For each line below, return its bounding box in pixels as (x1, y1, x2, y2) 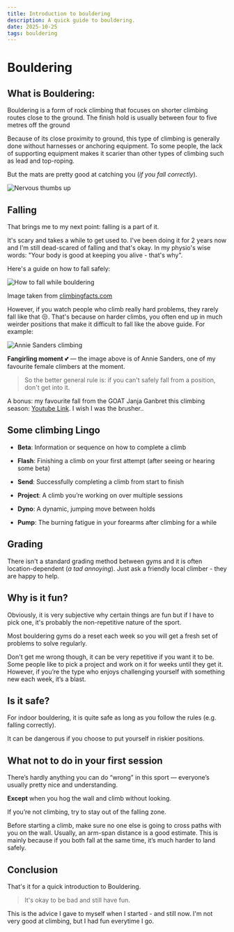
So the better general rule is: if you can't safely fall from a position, (24, 376, 216, 384)
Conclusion (7, 864, 58, 875)
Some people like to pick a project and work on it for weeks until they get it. (7, 660, 224, 668)
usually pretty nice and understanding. (7, 780, 118, 789)
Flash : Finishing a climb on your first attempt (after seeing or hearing (17, 456, 215, 465)
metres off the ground (7, 121, 70, 129)
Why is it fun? (7, 592, 68, 604)
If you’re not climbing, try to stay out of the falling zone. (7, 808, 166, 816)
